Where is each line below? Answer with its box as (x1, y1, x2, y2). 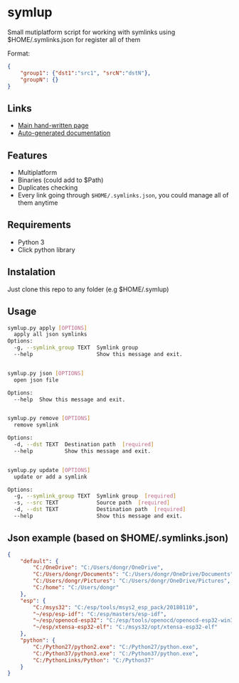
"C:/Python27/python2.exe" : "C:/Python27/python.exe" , (33, 643, 199, 650)
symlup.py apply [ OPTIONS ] (7, 324, 87, 331)
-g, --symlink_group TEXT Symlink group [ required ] (14, 493, 176, 500)
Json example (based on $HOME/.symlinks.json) (7, 532, 229, 544)
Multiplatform (17, 168, 58, 177)
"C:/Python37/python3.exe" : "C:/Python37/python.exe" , (33, 650, 199, 657)
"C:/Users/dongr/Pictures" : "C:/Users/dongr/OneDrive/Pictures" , (33, 577, 231, 585)
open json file (14, 376, 59, 384)
